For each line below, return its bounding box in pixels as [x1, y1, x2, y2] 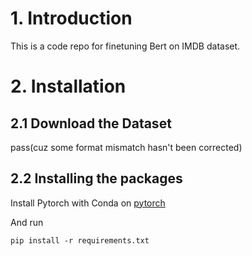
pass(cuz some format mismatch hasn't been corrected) [10, 141, 243, 153]
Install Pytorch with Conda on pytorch [10, 197, 166, 209]
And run [10, 216, 44, 228]
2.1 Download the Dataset [10, 115, 172, 132]
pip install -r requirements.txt [10, 235, 150, 246]
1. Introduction [10, 7, 133, 30]
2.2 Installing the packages [10, 170, 183, 187]
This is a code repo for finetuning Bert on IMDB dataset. [10, 40, 241, 52]
